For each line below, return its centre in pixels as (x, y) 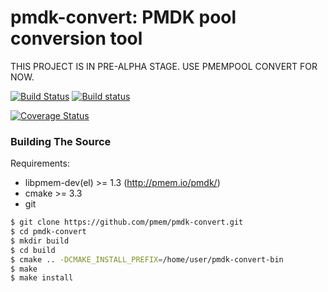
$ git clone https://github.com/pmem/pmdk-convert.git (127, 222)
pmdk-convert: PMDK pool (123, 17)
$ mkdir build (40, 241)
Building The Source (61, 141)
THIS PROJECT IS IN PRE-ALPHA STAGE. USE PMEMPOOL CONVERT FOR (164, 66)
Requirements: (40, 163)
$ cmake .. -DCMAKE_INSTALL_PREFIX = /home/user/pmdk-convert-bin (147, 259)
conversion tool (76, 38)
